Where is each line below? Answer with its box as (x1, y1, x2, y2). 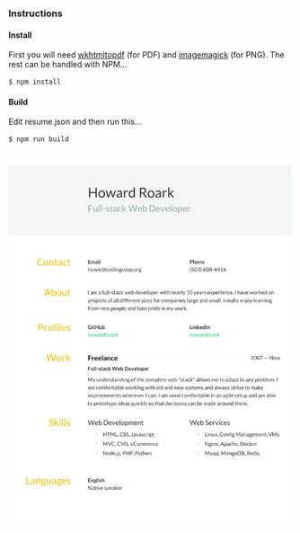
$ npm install (8, 77, 62, 87)
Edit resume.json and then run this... (8, 116, 142, 128)
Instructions (8, 7, 64, 20)
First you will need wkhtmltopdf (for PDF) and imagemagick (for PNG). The (8, 49, 285, 60)
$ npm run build (8, 135, 69, 144)
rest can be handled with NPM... (8, 59, 128, 70)
